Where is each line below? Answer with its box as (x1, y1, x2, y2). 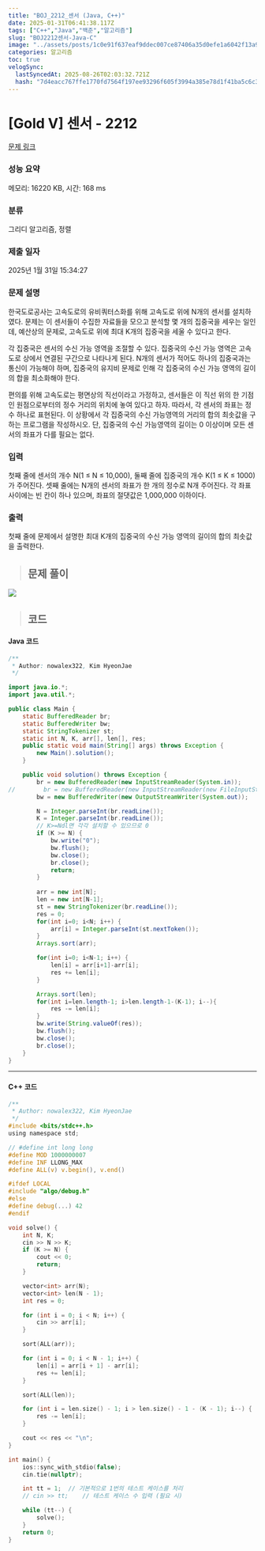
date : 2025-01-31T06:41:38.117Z (8, 19, 114, 27)
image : (8, 41, 30, 49)
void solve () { (8, 1223, 58, 1231)
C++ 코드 (8, 1082, 38, 1091)
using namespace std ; (8, 1129, 80, 1138)
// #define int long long (8, 1143, 93, 1151)
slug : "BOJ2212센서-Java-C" (8, 33, 97, 42)
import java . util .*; (8, 691, 77, 699)
